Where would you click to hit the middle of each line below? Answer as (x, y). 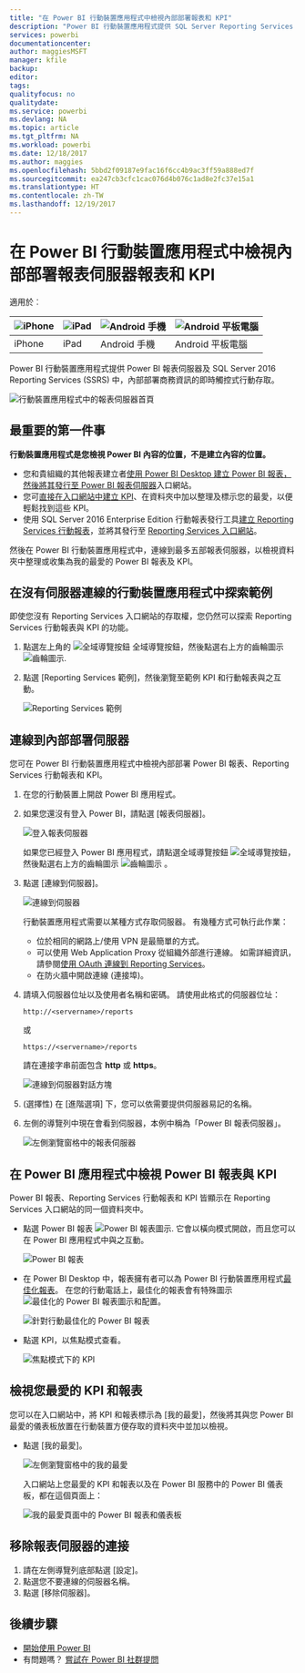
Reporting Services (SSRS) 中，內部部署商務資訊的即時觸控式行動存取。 (144, 380)
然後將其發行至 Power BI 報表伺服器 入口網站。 (110, 485)
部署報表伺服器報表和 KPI (121, 275)
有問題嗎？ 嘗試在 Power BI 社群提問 (91, 1659)
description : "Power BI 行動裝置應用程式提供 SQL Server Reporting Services (152, 26)
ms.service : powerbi (49, 111)
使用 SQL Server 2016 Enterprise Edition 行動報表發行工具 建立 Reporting (158, 519)
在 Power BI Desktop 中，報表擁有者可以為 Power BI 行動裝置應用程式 (153, 1279)
